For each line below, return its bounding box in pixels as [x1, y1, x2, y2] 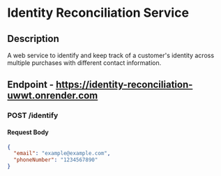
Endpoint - [7, 79, 54, 91]
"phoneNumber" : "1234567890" [13, 156, 98, 163]
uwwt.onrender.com [7, 89, 98, 102]
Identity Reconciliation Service [7, 5, 190, 21]
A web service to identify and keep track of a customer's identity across [7, 51, 215, 59]
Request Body [7, 128, 49, 136]
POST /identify [7, 110, 59, 120]
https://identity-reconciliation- [55, 79, 193, 91]
